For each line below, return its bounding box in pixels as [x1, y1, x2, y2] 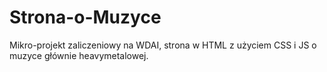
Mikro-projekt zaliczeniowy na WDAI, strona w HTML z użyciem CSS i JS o [9, 39, 317, 51]
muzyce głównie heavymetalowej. [9, 49, 149, 61]
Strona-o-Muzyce [9, 6, 162, 29]
